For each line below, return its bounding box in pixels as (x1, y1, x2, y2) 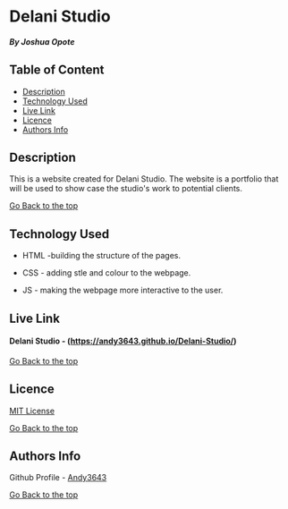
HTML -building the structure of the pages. (21, 250, 182, 261)
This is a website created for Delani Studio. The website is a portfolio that (9, 174, 279, 184)
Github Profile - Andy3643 (9, 472, 107, 483)
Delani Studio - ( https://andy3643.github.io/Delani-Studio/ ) (9, 335, 237, 346)
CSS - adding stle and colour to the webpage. (21, 267, 191, 278)
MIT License (9, 405, 55, 416)
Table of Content (9, 63, 105, 78)
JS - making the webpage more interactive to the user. (21, 284, 224, 296)
